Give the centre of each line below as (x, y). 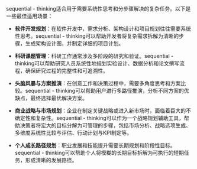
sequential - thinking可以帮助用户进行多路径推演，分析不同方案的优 (107, 91)
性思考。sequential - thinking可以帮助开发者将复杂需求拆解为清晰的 (97, 36)
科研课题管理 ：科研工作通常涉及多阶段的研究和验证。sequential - (94, 56)
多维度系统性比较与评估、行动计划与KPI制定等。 (73, 133)
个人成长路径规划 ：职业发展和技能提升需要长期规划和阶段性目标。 (95, 145)
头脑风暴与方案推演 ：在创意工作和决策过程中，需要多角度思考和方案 (98, 83)
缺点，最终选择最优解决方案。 (51, 98)
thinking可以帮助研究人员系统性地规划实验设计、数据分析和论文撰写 (97, 63)
